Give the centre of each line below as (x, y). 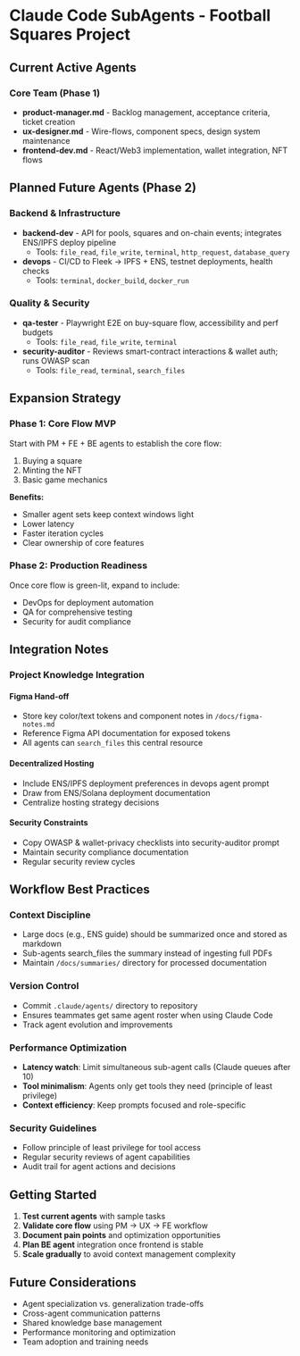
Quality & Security (50, 303)
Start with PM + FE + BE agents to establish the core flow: (116, 443)
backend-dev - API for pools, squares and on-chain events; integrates (152, 232)
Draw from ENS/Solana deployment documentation (116, 792)
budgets (37, 332)
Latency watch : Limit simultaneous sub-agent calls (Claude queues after (156, 1067)
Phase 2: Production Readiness (79, 565)
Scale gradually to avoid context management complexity (129, 1254)
